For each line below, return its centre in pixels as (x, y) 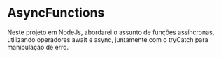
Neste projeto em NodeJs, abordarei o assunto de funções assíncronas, (111, 32)
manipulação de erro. (38, 47)
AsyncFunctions (56, 13)
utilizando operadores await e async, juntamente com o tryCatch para (108, 39)
